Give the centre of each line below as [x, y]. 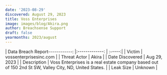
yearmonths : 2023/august [31, 38]
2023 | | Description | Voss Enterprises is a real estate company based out [82, 62]
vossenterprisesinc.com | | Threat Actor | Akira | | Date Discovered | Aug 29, [84, 57]
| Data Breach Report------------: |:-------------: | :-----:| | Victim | [74, 51]
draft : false [19, 33]
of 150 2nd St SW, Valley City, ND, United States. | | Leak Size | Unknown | [81, 67]
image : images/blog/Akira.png [37, 24]
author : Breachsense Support [35, 28]
